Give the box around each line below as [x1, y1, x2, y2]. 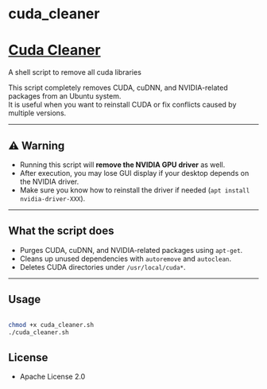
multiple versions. [8, 108, 67, 118]
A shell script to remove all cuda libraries [8, 68, 141, 77]
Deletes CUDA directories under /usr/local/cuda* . [19, 262, 186, 271]
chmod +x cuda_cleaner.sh [8, 321, 94, 329]
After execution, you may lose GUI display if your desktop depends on [19, 168, 250, 177]
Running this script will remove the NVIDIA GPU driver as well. [19, 160, 226, 169]
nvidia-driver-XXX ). [19, 193, 86, 203]
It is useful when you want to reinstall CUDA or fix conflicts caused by [8, 100, 237, 110]
